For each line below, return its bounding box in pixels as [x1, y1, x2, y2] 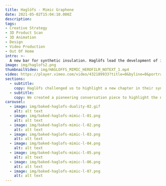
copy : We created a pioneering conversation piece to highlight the [14, 95, 158, 100]
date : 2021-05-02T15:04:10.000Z [5, 12, 72, 17]
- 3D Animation [5, 35, 37, 40]
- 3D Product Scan [5, 30, 43, 35]
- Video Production [5, 44, 45, 49]
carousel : [5, 100, 26, 105]
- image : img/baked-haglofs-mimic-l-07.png [9, 169, 100, 174]
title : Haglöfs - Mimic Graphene [5, 7, 74, 12]
